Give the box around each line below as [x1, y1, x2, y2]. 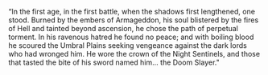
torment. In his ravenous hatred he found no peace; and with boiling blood [8, 32, 254, 41]
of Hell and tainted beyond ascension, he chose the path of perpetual [8, 24, 239, 33]
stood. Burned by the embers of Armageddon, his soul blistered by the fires [8, 15, 259, 25]
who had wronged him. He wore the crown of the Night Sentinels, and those [8, 49, 260, 58]
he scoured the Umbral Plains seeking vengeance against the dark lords [8, 41, 247, 50]
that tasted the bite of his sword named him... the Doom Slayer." [8, 57, 220, 67]
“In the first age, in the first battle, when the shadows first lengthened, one [8, 7, 256, 16]
